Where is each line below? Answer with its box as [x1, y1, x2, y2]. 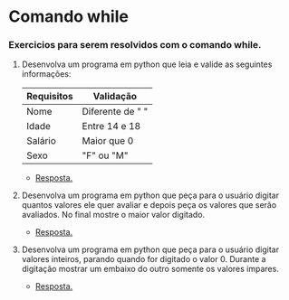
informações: [21, 69, 72, 80]
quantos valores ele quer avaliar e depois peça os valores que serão [21, 200, 277, 211]
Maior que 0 [82, 135, 134, 147]
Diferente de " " [82, 106, 149, 118]
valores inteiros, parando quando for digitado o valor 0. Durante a [21, 254, 266, 265]
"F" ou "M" [82, 149, 129, 162]
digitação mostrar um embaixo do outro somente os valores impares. [21, 264, 280, 275]
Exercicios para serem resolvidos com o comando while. [8, 39, 262, 52]
